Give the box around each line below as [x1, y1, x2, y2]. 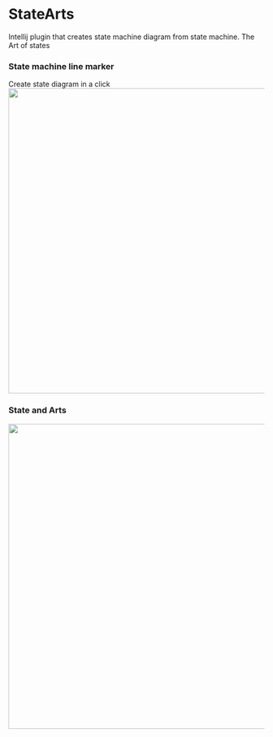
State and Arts [8, 404, 67, 416]
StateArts [8, 5, 75, 24]
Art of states [8, 40, 50, 50]
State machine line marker [8, 60, 115, 72]
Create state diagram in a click [8, 79, 111, 89]
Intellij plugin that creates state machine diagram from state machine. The [8, 32, 255, 41]
